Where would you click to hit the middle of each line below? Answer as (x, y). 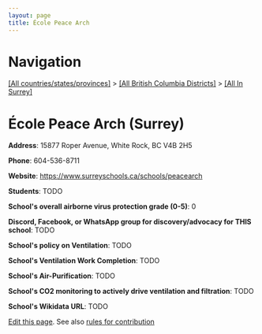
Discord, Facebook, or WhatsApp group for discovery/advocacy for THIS (130, 222)
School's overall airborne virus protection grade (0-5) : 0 (102, 206)
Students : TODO (36, 191)
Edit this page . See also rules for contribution (82, 322)
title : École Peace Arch (49, 23)
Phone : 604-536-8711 (44, 161)
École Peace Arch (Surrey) (96, 124)
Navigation (45, 62)
